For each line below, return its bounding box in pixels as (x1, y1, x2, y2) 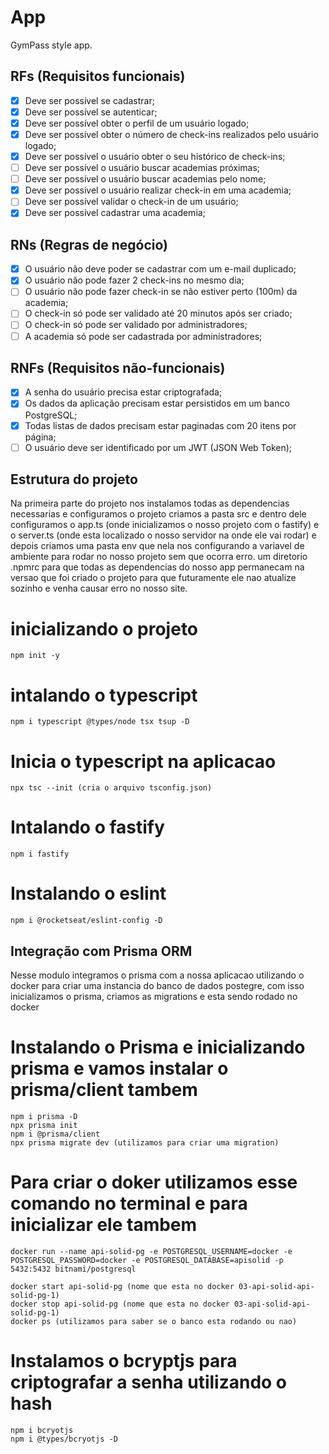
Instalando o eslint (10, 882, 167, 905)
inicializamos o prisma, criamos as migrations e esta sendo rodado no (10, 990, 298, 1002)
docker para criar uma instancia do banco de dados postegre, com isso (10, 979, 305, 991)
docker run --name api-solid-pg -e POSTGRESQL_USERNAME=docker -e (10, 1246, 293, 1256)
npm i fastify (10, 849, 70, 860)
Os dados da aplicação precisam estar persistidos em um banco (24, 397, 290, 410)
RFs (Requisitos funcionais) (10, 68, 186, 85)
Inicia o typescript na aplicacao (10, 750, 277, 773)
